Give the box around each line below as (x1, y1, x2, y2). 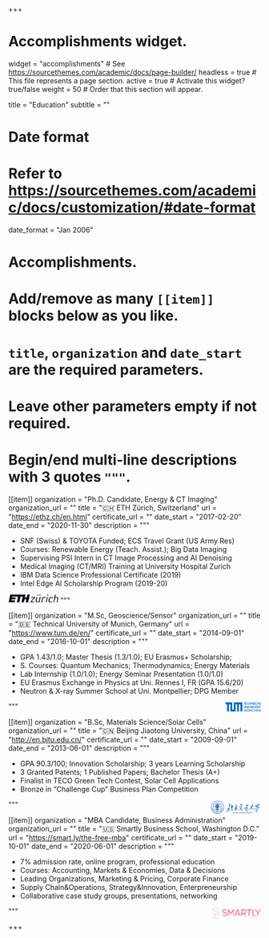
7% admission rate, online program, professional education (19, 857, 215, 867)
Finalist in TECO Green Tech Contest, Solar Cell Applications (19, 776, 219, 786)
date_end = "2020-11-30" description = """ (8, 520, 150, 529)
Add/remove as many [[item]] (8, 290, 215, 308)
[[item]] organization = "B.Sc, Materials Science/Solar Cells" (8, 718, 207, 727)
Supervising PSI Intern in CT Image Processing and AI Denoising (19, 553, 232, 562)
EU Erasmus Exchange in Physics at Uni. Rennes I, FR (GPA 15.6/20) (19, 678, 244, 687)
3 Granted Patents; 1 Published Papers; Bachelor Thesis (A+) (19, 767, 220, 777)
